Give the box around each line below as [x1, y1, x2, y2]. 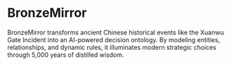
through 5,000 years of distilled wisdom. [7, 51, 124, 59]
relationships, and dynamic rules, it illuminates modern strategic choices [7, 43, 216, 51]
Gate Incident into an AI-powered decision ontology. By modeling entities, [7, 35, 220, 44]
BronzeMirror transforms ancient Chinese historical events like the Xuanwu [7, 28, 225, 37]
